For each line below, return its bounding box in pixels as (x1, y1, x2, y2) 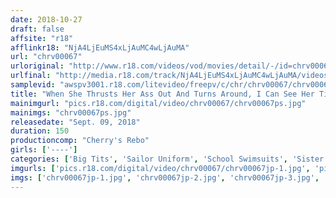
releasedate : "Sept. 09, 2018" (10, 117, 141, 127)
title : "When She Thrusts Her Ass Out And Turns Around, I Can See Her (10, 89, 315, 99)
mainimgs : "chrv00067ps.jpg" (10, 107, 132, 118)
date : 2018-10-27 (10, 14, 83, 25)
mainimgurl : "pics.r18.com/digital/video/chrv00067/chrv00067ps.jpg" (10, 98, 307, 108)
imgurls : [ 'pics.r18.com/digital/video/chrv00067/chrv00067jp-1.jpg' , (10, 163, 311, 173)
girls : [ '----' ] (10, 145, 78, 155)
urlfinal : (10, 71, 52, 81)
